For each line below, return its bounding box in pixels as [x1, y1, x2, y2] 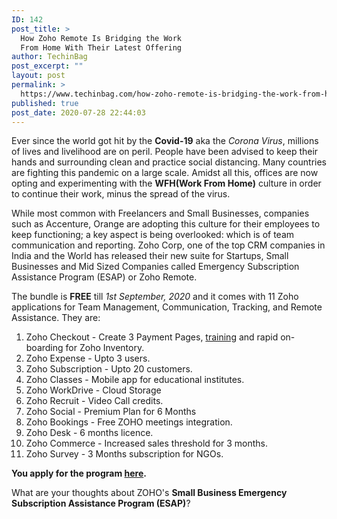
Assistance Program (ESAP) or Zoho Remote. [11, 271, 198, 283]
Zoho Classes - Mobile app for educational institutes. [25, 374, 245, 386]
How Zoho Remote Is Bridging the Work [20, 33, 183, 43]
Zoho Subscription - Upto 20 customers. [25, 363, 193, 375]
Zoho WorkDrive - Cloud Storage [25, 384, 162, 396]
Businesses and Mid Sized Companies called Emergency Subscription [11, 261, 300, 273]
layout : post [11, 71, 66, 81]
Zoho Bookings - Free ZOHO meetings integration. [25, 416, 233, 428]
